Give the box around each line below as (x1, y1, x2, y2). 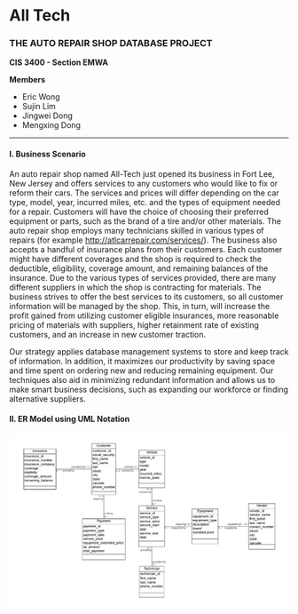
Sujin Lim (21, 101, 56, 112)
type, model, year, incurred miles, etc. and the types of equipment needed (9, 196, 281, 207)
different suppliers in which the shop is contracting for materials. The (9, 282, 262, 292)
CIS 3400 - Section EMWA (9, 57, 109, 68)
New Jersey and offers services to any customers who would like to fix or (9, 178, 278, 188)
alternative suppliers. (9, 393, 86, 404)
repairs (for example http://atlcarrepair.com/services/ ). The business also (9, 235, 278, 245)
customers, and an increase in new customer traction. (9, 329, 207, 339)
